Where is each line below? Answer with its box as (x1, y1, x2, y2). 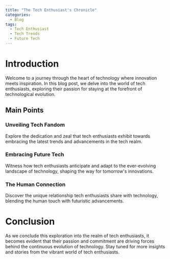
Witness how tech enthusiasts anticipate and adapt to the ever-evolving (5, 162, 156, 169)
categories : (5, 12, 31, 17)
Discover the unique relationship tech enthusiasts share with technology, (5, 193, 158, 199)
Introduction (5, 58, 59, 69)
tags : (5, 21, 17, 27)
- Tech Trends (10, 31, 40, 36)
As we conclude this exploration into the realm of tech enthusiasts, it (5, 233, 150, 239)
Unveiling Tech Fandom (5, 121, 65, 128)
